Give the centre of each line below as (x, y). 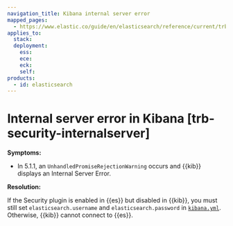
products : (21, 78)
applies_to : (24, 33)
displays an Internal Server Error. (64, 173)
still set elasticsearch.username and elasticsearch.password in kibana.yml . (114, 208)
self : (28, 71)
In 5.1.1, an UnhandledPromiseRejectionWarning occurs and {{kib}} (109, 166)
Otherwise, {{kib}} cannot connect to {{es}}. (70, 215)
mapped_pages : (28, 20)
